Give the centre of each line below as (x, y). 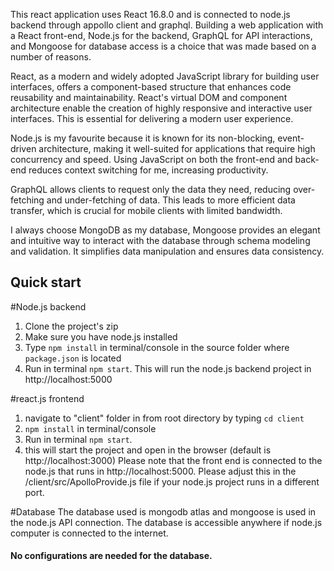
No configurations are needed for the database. (111, 556)
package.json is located (73, 358)
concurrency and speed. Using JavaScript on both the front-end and (151, 159)
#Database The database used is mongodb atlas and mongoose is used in (163, 511)
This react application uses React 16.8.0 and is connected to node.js (150, 14)
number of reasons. (51, 57)
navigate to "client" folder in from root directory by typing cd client (164, 418)
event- (291, 138)
